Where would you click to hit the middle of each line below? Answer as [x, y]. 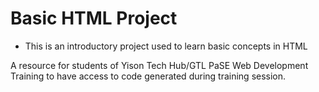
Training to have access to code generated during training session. [148, 76]
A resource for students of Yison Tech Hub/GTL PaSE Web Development [159, 65]
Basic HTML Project [94, 18]
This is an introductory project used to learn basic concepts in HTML [166, 46]
